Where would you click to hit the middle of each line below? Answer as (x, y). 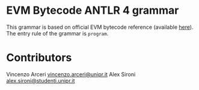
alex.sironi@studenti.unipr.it (41, 80)
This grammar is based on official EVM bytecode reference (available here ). (100, 27)
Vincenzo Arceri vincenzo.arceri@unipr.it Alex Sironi (71, 74)
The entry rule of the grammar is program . (57, 33)
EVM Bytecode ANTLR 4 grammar (93, 10)
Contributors (39, 58)
